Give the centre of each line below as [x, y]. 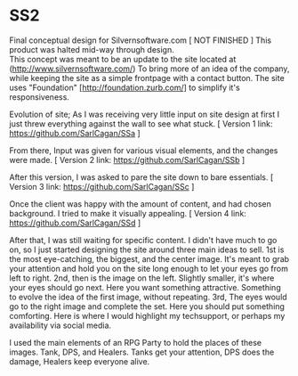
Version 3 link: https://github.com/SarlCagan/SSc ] [102, 186]
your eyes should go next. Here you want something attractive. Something [145, 287]
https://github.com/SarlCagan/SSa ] [75, 133]
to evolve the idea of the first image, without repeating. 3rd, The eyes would [148, 297]
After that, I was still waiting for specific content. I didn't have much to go [143, 240]
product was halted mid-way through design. [92, 49]
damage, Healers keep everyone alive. [80, 361]
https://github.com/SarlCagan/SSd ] [75, 223]
